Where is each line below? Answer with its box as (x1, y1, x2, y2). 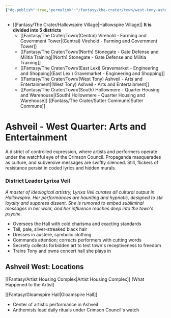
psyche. (5, 210, 22, 217)
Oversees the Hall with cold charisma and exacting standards (12, 221, 141, 227)
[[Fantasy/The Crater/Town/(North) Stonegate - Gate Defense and (20, 48, 159, 55)
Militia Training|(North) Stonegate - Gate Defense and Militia (20, 54, 147, 60)
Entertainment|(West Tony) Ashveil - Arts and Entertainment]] (20, 81, 150, 87)
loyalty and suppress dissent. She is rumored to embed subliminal (5, 200, 144, 206)
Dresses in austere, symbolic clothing (12, 231, 92, 237)
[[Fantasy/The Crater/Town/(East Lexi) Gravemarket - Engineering (20, 65, 159, 71)
